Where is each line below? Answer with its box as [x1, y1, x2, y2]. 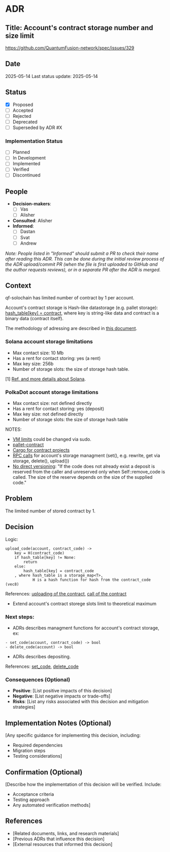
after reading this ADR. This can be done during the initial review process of [5, 255, 164, 262]
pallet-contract [12, 442, 44, 448]
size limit [5, 31, 35, 40]
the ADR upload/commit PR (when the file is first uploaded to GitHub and [5, 261, 158, 267]
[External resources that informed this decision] [12, 841, 113, 847]
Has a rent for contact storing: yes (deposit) [12, 406, 105, 412]
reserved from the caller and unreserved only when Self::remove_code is [12, 469, 165, 475]
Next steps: [5, 613, 35, 620]
